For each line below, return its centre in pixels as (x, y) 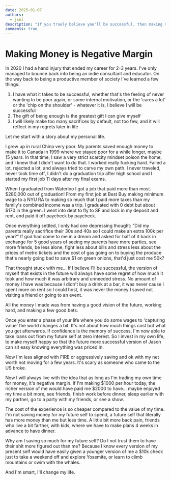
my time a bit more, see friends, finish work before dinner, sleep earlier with (85, 394)
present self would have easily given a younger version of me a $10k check (84, 451)
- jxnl (17, 19)
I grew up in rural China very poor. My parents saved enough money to (79, 147)
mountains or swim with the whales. (43, 462)
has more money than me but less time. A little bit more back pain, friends (83, 420)
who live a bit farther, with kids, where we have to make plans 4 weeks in (82, 426)
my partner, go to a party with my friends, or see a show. (65, 400)
